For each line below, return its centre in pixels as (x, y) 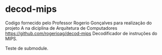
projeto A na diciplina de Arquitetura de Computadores (61, 28)
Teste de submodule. (27, 48)
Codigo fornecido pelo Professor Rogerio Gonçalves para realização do (79, 23)
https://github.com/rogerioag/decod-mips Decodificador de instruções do (81, 33)
